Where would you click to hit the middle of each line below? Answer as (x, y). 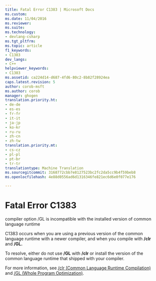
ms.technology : (20, 32)
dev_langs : (16, 59)
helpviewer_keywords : (27, 69)
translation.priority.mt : (31, 146)
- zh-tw (13, 141)
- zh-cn (13, 136)
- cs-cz (13, 150)
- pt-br (13, 159)
